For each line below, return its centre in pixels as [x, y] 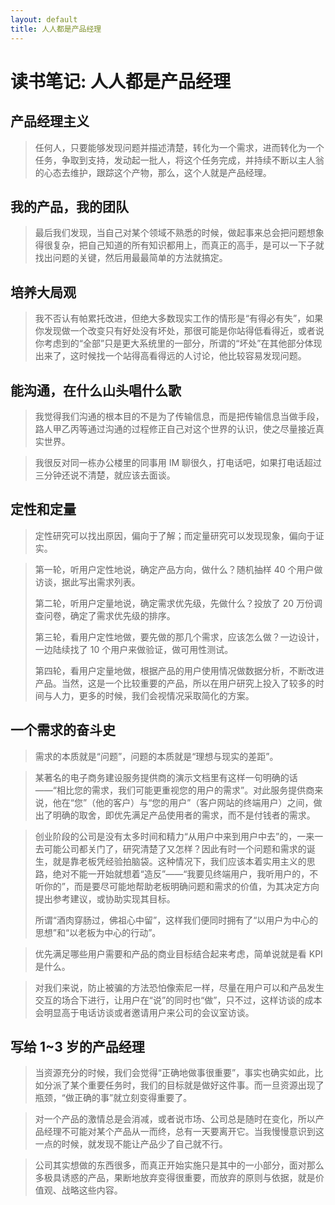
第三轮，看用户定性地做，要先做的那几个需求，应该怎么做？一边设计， [179, 637]
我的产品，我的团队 [69, 206]
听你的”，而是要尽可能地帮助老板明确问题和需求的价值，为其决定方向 [177, 886]
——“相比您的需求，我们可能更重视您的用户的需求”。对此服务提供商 [174, 790]
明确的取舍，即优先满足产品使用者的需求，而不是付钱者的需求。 [184, 815]
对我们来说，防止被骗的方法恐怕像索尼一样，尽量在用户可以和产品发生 [179, 987]
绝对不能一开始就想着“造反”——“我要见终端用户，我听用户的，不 [185, 873]
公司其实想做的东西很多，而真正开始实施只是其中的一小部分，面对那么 [179, 1165]
